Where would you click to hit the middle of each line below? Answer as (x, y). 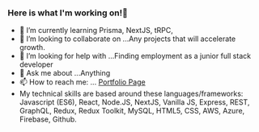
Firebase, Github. (48, 119)
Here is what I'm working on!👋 (68, 13)
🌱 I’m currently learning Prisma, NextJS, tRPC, (96, 31)
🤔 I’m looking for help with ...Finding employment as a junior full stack (135, 56)
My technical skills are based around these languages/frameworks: (131, 94)
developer (36, 64)
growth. (32, 47)
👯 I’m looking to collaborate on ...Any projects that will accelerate (127, 39)
